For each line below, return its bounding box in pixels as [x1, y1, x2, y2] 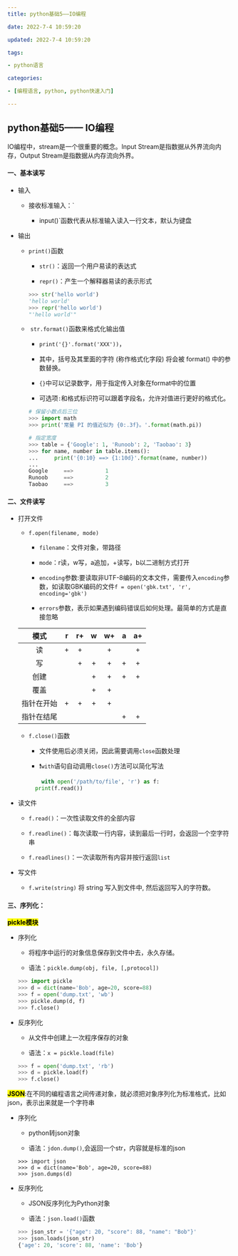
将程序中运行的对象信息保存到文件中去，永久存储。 [28, 948, 179, 957]
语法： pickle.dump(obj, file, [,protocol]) [28, 963, 160, 972]
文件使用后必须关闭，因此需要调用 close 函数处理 [38, 747, 180, 755]
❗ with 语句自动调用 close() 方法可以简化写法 [38, 762, 164, 770]
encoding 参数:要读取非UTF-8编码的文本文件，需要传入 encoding [38, 573, 224, 582]
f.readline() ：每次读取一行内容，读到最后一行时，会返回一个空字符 [28, 829, 229, 837]
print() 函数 [28, 246, 64, 255]
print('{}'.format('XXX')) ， [38, 340, 126, 348]
